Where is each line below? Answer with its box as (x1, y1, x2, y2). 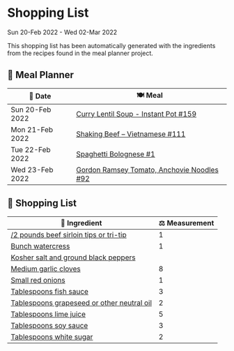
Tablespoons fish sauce (10, 286, 89, 296)
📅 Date (29, 91, 52, 101)
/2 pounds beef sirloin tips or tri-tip (10, 230, 127, 239)
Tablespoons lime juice (10, 309, 86, 319)
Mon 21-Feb (10, 124, 54, 134)
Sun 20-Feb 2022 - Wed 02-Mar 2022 (7, 28, 118, 36)
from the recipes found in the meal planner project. (7, 49, 153, 57)
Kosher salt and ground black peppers (10, 253, 136, 262)
